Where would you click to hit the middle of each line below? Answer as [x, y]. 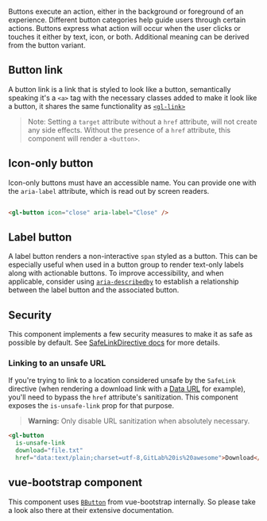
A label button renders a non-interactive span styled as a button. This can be [133, 257]
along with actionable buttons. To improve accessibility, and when [116, 273]
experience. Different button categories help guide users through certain [127, 20]
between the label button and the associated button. [94, 290]
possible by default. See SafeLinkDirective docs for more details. [114, 343]
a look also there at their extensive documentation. [91, 510]
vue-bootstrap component [75, 482]
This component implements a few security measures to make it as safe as [130, 334]
